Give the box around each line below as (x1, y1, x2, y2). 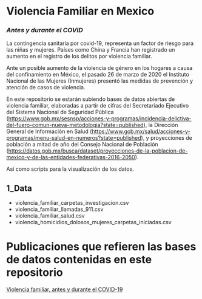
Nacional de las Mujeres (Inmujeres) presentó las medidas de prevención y (6, 77, 193, 84)
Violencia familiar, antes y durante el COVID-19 (6, 286, 123, 293)
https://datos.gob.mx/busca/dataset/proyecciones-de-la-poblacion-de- (8, 147, 188, 154)
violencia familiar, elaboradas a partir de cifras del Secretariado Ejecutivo (6, 102, 189, 109)
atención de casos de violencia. (6, 84, 86, 91)
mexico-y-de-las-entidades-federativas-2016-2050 (6, 154, 135, 161)
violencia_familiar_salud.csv (15, 212, 85, 219)
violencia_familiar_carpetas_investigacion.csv (15, 199, 129, 207)
